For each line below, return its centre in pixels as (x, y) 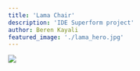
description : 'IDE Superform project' (71, 23)
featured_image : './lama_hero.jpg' (66, 37)
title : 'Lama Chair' (42, 15)
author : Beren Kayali (43, 30)
